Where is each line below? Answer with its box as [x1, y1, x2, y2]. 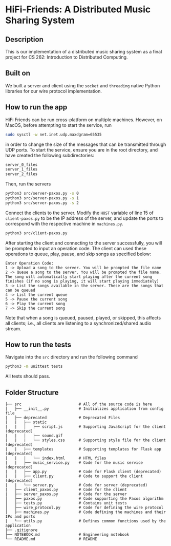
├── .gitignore [5, 528, 38, 533]
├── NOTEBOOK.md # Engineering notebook [5, 532, 130, 537]
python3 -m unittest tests [5, 364, 63, 369]
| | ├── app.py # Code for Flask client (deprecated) [5, 469, 161, 475]
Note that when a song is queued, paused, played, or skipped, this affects [5, 314, 161, 321]
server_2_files [5, 172, 38, 177]
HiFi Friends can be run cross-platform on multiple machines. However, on [5, 117, 162, 123]
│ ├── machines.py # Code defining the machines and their [5, 510, 166, 515]
